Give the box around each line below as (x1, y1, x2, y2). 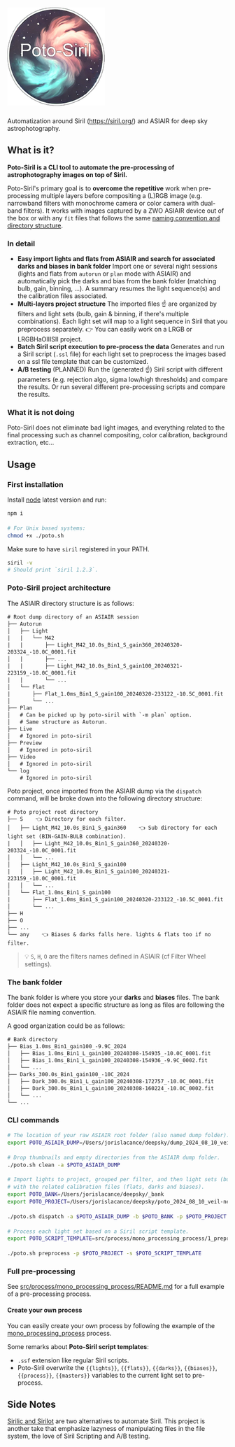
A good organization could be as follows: (7, 1022, 125, 1030)
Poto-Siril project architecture (7, 583, 111, 593)
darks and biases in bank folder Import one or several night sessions (17, 262, 218, 271)
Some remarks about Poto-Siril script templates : (7, 1342, 149, 1350)
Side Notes (7, 1398, 56, 1410)
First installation (7, 479, 64, 489)
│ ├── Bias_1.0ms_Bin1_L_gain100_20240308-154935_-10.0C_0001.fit (7, 1050, 211, 1057)
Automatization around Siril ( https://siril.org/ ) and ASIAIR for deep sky (7, 116, 208, 125)
